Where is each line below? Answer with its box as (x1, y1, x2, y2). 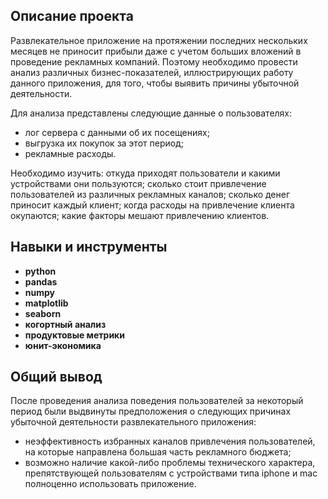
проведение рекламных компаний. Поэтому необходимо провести (10, 55, 298, 68)
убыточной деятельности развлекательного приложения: (10, 416, 257, 428)
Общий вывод (10, 369, 103, 386)
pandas (24, 275, 58, 288)
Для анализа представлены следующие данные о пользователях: (10, 107, 293, 119)
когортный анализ (24, 318, 107, 330)
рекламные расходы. (24, 147, 117, 159)
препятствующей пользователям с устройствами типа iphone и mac (24, 467, 318, 479)
